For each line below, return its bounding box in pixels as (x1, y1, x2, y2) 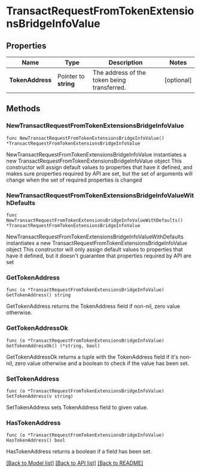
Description (108, 59, 143, 66)
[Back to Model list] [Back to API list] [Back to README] (6, 459, 144, 467)
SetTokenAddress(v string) (6, 393, 74, 399)
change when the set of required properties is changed (6, 176, 142, 183)
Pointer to (57, 72, 85, 80)
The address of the (92, 69, 147, 76)
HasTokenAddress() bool (6, 437, 66, 443)
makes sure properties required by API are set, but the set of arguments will (6, 170, 193, 177)
